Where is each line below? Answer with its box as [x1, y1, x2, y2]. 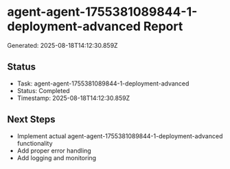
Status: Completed [16, 86, 70, 94]
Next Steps [7, 114, 56, 125]
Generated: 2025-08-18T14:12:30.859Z [7, 41, 118, 49]
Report [143, 18, 183, 34]
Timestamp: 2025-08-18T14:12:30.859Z [16, 94, 130, 102]
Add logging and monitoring [16, 153, 97, 161]
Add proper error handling [16, 146, 91, 155]
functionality [16, 139, 53, 147]
